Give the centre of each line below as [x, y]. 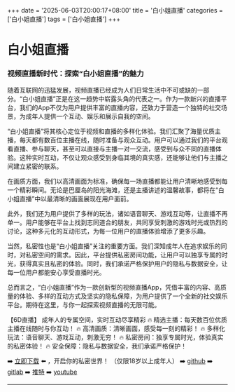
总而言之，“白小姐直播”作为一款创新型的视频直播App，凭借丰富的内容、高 [114, 288]
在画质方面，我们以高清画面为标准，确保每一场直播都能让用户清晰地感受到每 [117, 182]
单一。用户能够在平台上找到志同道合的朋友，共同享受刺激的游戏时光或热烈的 [117, 222]
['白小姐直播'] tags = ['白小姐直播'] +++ [64, 19]
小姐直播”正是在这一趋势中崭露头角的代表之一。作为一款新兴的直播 [125, 99]
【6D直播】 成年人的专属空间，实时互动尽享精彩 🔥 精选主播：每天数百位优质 [117, 320]
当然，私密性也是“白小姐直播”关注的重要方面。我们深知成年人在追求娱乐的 [114, 246]
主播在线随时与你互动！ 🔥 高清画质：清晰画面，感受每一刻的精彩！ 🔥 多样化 [116, 329]
